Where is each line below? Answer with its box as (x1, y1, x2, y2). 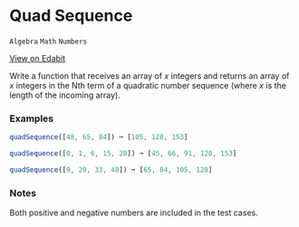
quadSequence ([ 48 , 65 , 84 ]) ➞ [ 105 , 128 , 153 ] (9, 133, 188, 142)
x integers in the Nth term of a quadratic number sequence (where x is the (9, 80, 287, 90)
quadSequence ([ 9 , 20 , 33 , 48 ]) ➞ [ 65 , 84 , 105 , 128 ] (9, 165, 213, 175)
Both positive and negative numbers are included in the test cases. (9, 207, 258, 218)
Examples (9, 112, 54, 125)
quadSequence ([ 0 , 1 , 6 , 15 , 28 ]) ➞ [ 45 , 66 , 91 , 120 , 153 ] (9, 149, 237, 158)
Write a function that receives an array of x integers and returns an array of (9, 70, 290, 81)
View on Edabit (9, 52, 66, 63)
